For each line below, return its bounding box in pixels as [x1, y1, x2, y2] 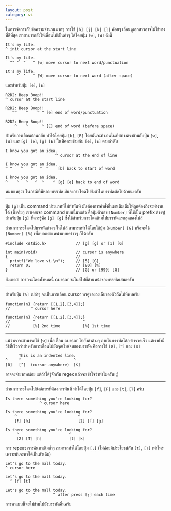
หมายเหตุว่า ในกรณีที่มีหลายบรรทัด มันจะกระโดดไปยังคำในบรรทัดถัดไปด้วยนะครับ [5, 188, 141, 194]
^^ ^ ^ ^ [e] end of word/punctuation [12, 110, 108, 115]
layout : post [5, 7, 33, 13]
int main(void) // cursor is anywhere [5, 250, 124, 255]
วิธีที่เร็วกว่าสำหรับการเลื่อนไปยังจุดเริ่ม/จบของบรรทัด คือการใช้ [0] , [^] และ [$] [5, 343, 141, 349]
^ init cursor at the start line [5, 46, 76, 51]
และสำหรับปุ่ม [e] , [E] [5, 82, 46, 88]
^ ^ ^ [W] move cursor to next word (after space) [16, 73, 133, 78]
